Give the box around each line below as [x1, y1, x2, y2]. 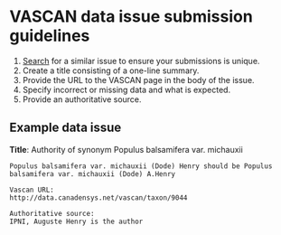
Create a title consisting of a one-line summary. [22, 65, 200, 76]
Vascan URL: [9, 185, 54, 194]
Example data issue [9, 120, 122, 136]
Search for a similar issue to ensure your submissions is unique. [22, 55, 260, 66]
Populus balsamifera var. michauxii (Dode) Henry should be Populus [9, 161, 273, 171]
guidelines [9, 25, 90, 46]
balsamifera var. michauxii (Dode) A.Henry [9, 169, 176, 178]
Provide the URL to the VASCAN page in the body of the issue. [22, 74, 255, 85]
